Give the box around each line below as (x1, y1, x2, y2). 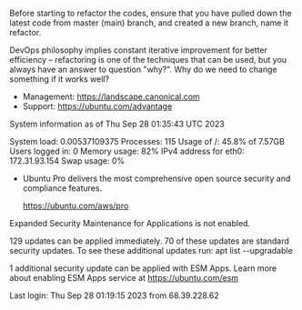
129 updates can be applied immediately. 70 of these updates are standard (9, 235, 289, 246)
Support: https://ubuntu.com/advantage (22, 101, 173, 112)
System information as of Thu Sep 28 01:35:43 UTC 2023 (9, 118, 226, 129)
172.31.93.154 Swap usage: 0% (9, 155, 126, 166)
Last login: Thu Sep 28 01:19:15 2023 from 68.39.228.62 (9, 290, 220, 301)
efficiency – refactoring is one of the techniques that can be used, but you (9, 55, 287, 65)
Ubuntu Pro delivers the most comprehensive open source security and (22, 173, 291, 184)
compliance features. (22, 183, 103, 194)
